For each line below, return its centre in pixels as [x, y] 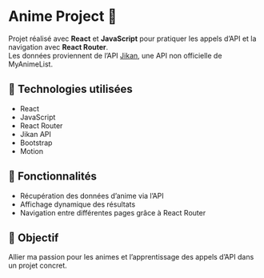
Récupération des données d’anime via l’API [92, 195]
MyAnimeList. [31, 64]
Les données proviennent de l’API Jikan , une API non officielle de [115, 55]
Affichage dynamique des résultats [78, 204]
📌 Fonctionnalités [53, 177]
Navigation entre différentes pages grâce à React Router [113, 212]
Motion [32, 151]
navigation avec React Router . [58, 46]
